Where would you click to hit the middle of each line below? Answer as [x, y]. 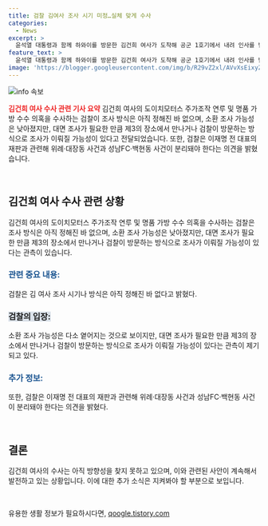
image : [19, 68]
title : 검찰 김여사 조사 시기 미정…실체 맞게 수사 [80, 16]
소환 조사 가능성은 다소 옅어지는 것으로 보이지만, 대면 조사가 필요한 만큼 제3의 [128, 336]
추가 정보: [26, 378]
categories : [28, 23]
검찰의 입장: [30, 317]
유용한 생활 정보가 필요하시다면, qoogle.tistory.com [89, 513]
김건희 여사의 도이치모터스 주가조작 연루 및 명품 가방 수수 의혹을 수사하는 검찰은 [132, 222]
